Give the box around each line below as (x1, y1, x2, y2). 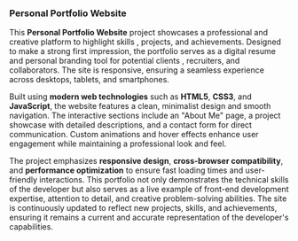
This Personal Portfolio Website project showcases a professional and (9, 27, 269, 38)
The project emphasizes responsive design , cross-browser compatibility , (9, 156, 284, 167)
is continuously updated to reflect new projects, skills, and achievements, (9, 203, 278, 214)
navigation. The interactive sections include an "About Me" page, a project (9, 110, 281, 121)
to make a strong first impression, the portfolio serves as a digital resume (9, 46, 277, 57)
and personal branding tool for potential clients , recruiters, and (9, 56, 240, 66)
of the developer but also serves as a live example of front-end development (9, 184, 289, 195)
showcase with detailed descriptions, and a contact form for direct (9, 120, 253, 130)
